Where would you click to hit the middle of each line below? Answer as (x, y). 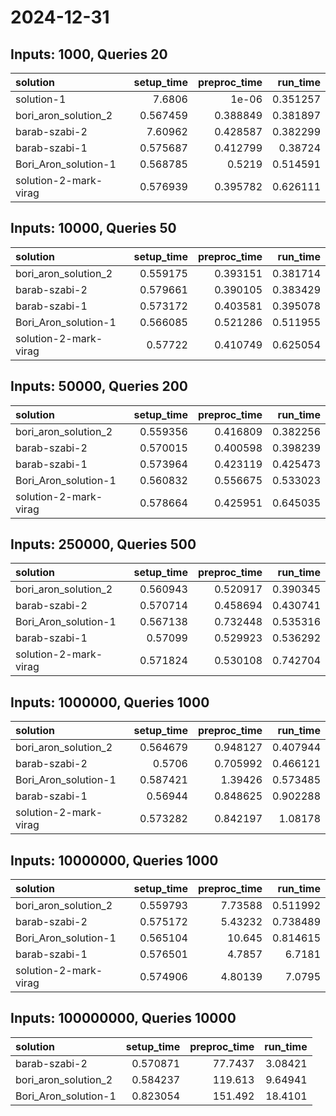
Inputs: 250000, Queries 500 (103, 544)
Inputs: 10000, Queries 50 (93, 228)
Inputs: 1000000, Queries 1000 (110, 702)
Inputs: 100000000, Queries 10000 (123, 1018)
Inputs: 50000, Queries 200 (99, 386)
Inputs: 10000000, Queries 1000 (114, 860)
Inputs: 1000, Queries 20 (89, 54)
